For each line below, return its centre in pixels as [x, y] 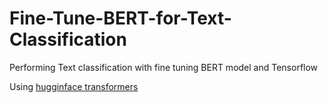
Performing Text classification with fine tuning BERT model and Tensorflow [164, 67]
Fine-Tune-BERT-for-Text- [120, 18]
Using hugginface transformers [74, 86]
